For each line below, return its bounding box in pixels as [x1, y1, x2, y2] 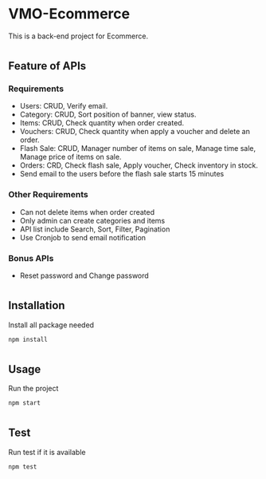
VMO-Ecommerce [8, 5, 130, 23]
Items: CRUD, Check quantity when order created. [19, 118, 185, 128]
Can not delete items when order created [19, 207, 155, 216]
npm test [8, 462, 37, 471]
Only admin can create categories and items [19, 216, 166, 225]
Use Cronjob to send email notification [19, 232, 146, 242]
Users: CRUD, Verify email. [19, 101, 108, 111]
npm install [8, 335, 48, 343]
